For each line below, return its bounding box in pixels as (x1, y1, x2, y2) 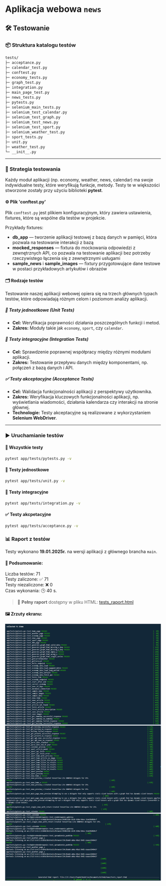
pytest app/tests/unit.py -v (5, 478, 65, 483)
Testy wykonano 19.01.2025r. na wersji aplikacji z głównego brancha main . (5, 549, 158, 555)
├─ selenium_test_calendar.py (5, 110, 68, 115)
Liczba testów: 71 (5, 571, 41, 577)
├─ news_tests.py (5, 95, 41, 100)
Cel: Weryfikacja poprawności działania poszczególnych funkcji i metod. (12, 319, 161, 325)
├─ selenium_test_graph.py (5, 115, 61, 120)
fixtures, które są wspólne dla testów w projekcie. (5, 215, 106, 221)
